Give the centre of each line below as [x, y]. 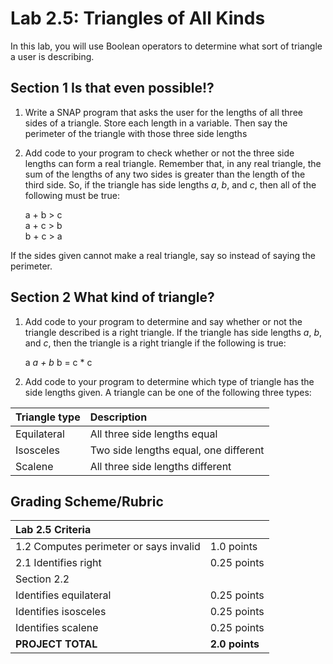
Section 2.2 [42, 579]
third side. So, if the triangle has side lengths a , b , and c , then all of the [170, 184]
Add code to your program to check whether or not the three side [159, 153]
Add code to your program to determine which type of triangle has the [169, 381]
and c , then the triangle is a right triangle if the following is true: [155, 343]
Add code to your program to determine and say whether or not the [163, 321]
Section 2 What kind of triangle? [112, 297]
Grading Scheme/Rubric [87, 501]
